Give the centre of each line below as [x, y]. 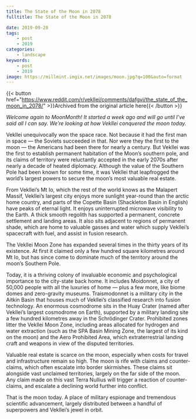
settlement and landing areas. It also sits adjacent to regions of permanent [96, 221]
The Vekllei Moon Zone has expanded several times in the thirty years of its [97, 245]
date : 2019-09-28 [27, 28]
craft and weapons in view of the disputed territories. [70, 343]
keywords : [18, 60]
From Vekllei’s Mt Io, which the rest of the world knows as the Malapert [92, 190]
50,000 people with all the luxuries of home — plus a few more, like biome [96, 288]
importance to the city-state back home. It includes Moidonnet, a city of [93, 281]
